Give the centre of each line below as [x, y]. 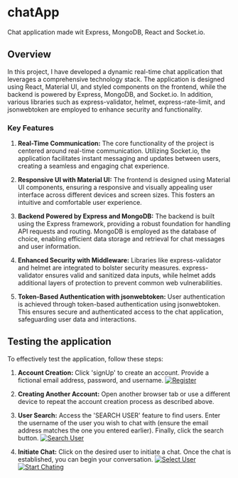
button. [28, 437]
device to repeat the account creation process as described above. [116, 401]
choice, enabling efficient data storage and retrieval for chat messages [121, 239]
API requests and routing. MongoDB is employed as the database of [117, 231]
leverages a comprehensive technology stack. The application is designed [116, 79]
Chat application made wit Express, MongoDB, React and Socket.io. [106, 32]
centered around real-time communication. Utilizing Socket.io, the [114, 151]
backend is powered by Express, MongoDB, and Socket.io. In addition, [110, 94]
